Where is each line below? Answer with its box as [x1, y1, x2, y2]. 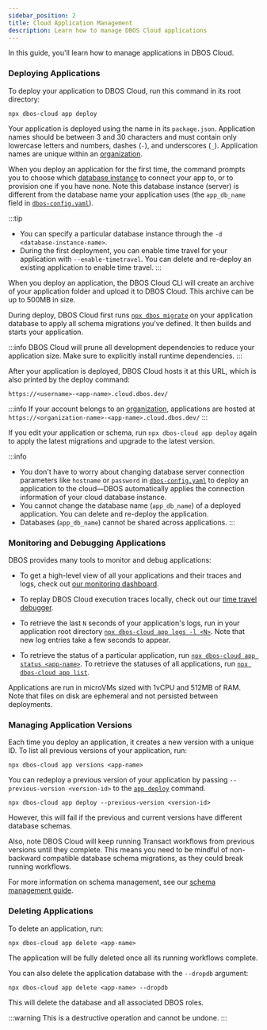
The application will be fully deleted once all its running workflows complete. [8, 953, 258, 963]
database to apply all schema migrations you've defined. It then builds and [8, 318, 252, 328]
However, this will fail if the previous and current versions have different [8, 813, 243, 822]
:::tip [8, 213, 23, 223]
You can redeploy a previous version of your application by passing [8, 775, 228, 785]
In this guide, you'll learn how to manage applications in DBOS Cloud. [8, 48, 235, 58]
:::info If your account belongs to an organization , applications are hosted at [8, 404, 256, 413]
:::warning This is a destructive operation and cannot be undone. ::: [8, 1013, 227, 1022]
